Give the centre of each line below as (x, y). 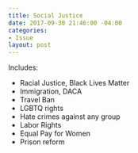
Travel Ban (37, 100)
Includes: (23, 67)
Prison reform (42, 142)
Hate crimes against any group (70, 117)
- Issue (21, 38)
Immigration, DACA (51, 91)
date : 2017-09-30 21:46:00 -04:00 (65, 23)
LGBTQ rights (41, 109)
